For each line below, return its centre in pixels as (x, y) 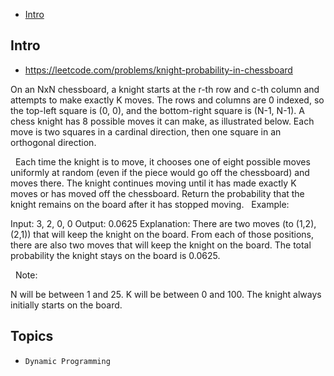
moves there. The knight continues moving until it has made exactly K (153, 183)
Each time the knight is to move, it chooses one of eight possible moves (162, 161)
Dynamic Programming (67, 361)
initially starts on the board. (66, 305)
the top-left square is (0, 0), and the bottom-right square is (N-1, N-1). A (158, 110)
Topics (32, 336)
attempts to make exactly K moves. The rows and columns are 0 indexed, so (167, 100)
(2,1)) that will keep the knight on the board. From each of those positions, (162, 234)
